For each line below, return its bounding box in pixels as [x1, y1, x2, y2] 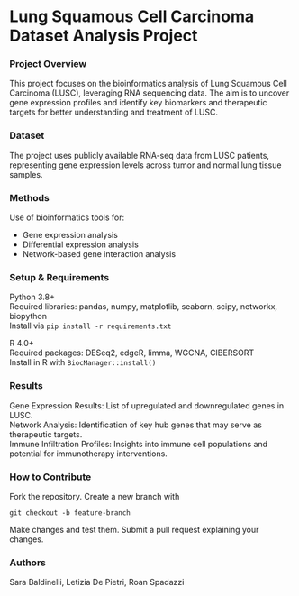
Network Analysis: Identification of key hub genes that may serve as [9, 419, 263, 430]
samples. [9, 169, 43, 179]
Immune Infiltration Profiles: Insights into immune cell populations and [9, 438, 268, 449]
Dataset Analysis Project [9, 25, 198, 46]
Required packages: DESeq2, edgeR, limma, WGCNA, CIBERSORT [9, 347, 255, 358]
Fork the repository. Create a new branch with [9, 491, 180, 501]
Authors [9, 556, 47, 569]
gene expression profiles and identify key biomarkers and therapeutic [9, 97, 267, 108]
